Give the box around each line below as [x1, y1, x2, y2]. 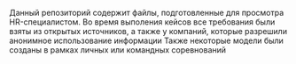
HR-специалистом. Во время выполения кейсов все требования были [9, 17, 276, 27]
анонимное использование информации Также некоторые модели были [9, 35, 284, 46]
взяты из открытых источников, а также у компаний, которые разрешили [9, 26, 288, 36]
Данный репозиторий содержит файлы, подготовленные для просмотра [9, 8, 284, 18]
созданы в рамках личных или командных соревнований [9, 45, 227, 55]
